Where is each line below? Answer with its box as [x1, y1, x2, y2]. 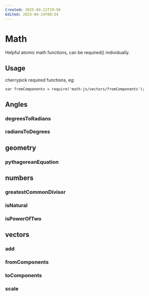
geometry [5, 143, 36, 152]
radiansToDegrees [5, 128, 50, 135]
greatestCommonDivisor [5, 189, 66, 196]
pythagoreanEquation [5, 158, 59, 165]
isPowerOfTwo [5, 215, 42, 222]
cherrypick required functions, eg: [5, 77, 75, 83]
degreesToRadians [5, 115, 51, 122]
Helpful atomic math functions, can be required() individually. [5, 50, 130, 56]
